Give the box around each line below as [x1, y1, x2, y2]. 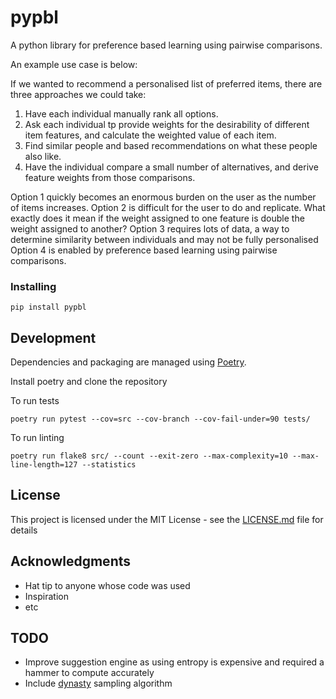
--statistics [81, 460, 137, 470]
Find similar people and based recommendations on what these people [24, 139, 318, 151]
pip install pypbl [10, 302, 87, 313]
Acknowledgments [10, 553, 132, 570]
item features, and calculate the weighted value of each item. [24, 129, 277, 141]
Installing [10, 279, 57, 293]
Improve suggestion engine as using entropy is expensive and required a [24, 656, 325, 668]
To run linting [10, 432, 65, 444]
